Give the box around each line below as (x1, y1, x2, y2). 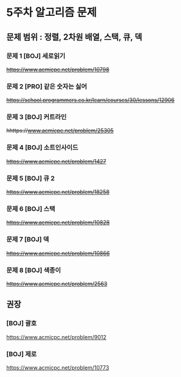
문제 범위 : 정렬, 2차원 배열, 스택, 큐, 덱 (6, 32, 142, 42)
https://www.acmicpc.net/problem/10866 (6, 250, 110, 257)
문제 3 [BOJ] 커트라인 (6, 113, 67, 121)
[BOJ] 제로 (6, 350, 37, 358)
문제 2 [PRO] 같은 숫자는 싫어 (6, 82, 87, 90)
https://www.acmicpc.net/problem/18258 (6, 188, 110, 196)
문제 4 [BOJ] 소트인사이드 (6, 143, 79, 152)
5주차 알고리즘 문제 (6, 5, 97, 20)
